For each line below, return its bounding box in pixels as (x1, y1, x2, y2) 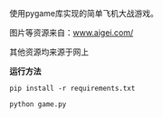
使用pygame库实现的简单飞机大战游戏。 (9, 8, 158, 18)
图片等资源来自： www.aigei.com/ (9, 27, 134, 38)
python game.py (9, 100, 67, 109)
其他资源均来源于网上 (9, 46, 89, 57)
